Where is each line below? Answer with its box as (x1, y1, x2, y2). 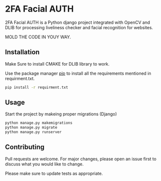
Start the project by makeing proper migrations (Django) (5, 111, 117, 117)
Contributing (5, 143, 45, 151)
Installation (5, 48, 40, 56)
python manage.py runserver (5, 130, 62, 134)
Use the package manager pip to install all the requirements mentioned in (5, 70, 151, 76)
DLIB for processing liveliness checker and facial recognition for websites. (5, 24, 153, 30)
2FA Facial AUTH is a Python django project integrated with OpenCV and (5, 19, 150, 25)
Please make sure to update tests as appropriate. (5, 170, 103, 176)
